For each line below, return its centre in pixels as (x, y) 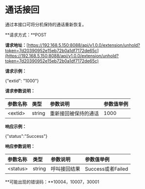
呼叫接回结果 (65, 169)
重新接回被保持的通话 (74, 113)
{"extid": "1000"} (22, 80)
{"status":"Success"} (26, 136)
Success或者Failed (106, 169)
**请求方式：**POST (26, 35)
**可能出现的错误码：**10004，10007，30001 (52, 182)
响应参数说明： (20, 146)
